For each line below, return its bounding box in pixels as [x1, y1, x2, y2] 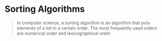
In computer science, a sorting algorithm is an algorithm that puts [16, 20, 151, 26]
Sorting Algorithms [4, 3, 85, 15]
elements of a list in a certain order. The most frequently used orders [16, 25, 158, 31]
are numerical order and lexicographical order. [16, 30, 112, 36]
